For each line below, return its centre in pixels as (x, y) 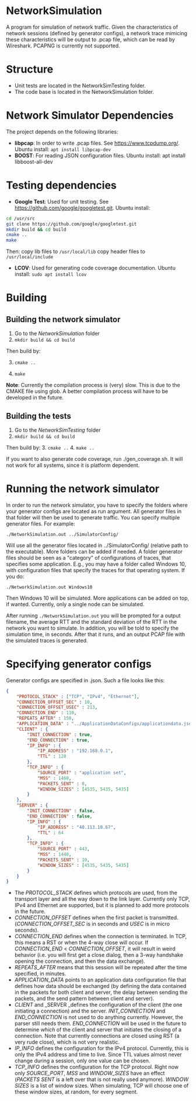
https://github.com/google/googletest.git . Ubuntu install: (82, 208)
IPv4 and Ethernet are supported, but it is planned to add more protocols (102, 905)
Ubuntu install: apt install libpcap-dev (63, 149)
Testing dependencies (61, 185)
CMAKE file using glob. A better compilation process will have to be (87, 391)
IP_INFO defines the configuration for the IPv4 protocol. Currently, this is (101, 1048)
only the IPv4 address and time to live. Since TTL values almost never (98, 1055)
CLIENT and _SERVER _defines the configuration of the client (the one (98, 1005)
